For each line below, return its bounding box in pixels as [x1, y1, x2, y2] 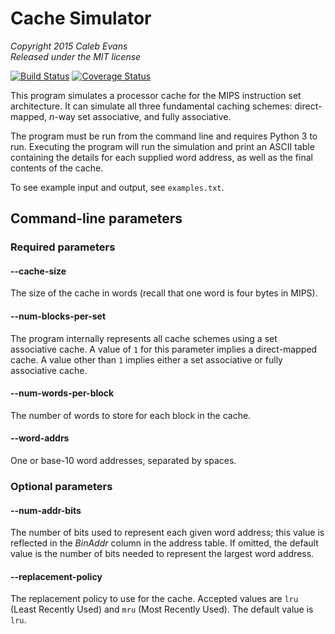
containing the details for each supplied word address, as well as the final [10, 151, 313, 163]
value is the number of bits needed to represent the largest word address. [10, 548, 315, 560]
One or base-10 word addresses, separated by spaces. [10, 455, 237, 467]
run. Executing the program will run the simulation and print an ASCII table [10, 140, 315, 152]
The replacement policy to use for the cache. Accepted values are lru [10, 593, 299, 605]
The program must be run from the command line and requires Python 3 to [10, 130, 318, 142]
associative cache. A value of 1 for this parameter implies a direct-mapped [10, 343, 318, 355]
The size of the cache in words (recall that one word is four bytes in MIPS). [10, 287, 318, 299]
